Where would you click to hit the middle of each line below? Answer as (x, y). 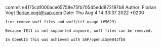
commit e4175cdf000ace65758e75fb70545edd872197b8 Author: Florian (81, 7)
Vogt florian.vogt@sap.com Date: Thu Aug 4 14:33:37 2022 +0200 (75, 13)
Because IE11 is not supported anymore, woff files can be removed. (79, 31)
